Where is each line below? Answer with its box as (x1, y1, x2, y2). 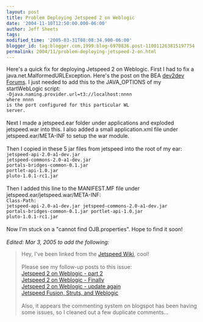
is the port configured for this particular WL (6, 102, 130, 108)
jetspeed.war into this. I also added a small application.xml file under (6, 126, 179, 133)
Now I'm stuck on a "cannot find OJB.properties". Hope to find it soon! (6, 225, 183, 232)
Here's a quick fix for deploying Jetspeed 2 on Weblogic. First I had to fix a (6, 65, 194, 73)
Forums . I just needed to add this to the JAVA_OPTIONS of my (6, 78, 162, 85)
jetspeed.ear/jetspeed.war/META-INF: (6, 191, 102, 198)
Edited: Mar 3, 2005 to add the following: (6, 238, 110, 246)
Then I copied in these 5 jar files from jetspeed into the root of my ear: (6, 145, 182, 152)
